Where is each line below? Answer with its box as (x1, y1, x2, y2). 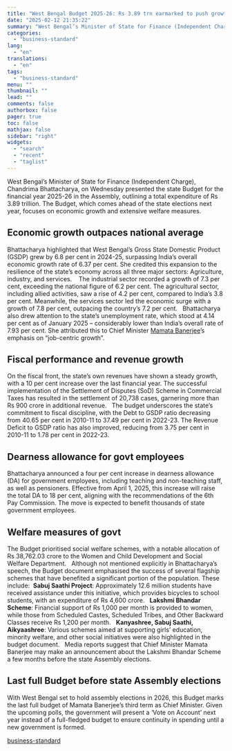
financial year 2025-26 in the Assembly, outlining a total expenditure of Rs (7, 192, 218, 200)
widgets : (7, 139, 32, 146)
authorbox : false (7, 107, 57, 114)
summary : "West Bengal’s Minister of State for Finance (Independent (7, 23, 212, 30)
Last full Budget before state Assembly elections (7, 675, 222, 687)
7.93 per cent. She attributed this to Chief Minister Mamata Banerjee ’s (7, 326, 205, 335)
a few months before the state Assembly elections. (7, 655, 152, 663)
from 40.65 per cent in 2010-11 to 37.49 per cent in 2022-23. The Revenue (7, 416, 219, 425)
